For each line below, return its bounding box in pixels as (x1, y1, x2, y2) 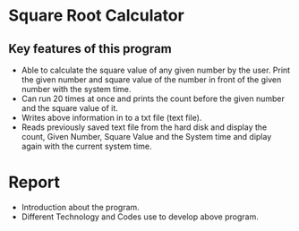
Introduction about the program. (21, 201, 140, 212)
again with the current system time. (21, 141, 152, 151)
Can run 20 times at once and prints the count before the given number (21, 93, 286, 104)
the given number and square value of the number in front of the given (21, 74, 282, 85)
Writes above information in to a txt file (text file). (21, 113, 202, 123)
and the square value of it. (21, 103, 118, 113)
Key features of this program (8, 41, 172, 56)
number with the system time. (21, 84, 132, 94)
